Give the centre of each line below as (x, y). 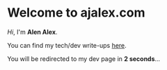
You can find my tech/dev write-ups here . (67, 45)
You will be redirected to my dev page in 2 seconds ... (84, 59)
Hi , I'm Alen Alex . (32, 32)
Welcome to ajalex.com (76, 13)
